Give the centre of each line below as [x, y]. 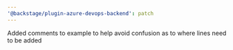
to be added [25, 40]
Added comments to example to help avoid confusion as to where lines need [117, 33]
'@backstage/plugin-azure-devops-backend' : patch [81, 13]
